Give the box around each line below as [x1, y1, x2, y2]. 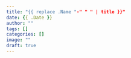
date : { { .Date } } [6, 14, 53, 21]
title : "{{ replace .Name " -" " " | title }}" [6, 8, 126, 15]
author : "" [6, 20, 34, 26]
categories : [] [6, 31, 45, 37]
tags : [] [6, 25, 28, 32]
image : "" [6, 37, 31, 43]
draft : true [6, 43, 36, 49]
